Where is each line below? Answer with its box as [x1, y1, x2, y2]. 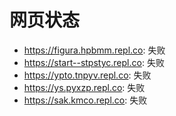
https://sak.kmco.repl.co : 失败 [23, 94, 148, 106]
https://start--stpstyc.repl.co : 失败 [23, 56, 165, 68]
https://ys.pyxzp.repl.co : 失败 [23, 81, 146, 93]
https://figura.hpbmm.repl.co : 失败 [23, 44, 166, 56]
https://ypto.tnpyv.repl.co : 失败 [23, 69, 152, 81]
